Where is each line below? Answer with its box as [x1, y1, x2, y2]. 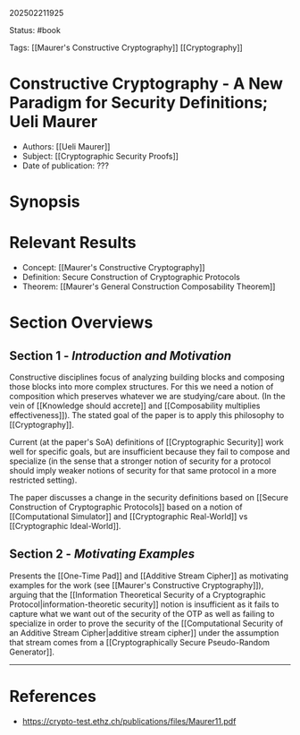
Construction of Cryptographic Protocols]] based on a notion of [9, 501, 243, 513]
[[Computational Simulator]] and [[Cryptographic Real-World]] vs [9, 511, 248, 522]
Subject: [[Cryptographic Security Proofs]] [21, 150, 179, 161]
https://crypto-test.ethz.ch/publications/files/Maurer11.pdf [21, 715, 237, 726]
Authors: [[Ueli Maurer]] [21, 141, 111, 151]
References [9, 687, 96, 706]
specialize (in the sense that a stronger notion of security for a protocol [9, 456, 271, 466]
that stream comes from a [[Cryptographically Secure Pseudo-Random [9, 637, 271, 647]
